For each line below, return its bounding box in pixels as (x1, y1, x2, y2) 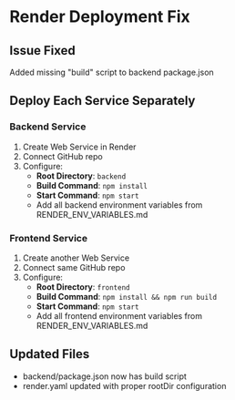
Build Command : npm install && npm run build (36, 291, 217, 302)
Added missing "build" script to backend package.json (9, 67, 214, 77)
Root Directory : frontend (36, 281, 130, 292)
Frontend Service (9, 231, 88, 244)
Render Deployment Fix (9, 6, 190, 27)
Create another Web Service (22, 252, 130, 263)
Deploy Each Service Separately (9, 93, 196, 108)
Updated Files (9, 346, 90, 362)
